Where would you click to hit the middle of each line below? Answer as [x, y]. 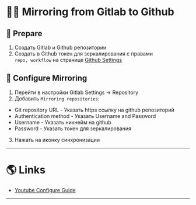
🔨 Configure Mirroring [47, 78]
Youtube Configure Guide [45, 190]
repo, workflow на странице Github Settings [68, 60]
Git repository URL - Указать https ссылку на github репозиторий [94, 110]
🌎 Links [26, 170]
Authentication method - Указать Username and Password [85, 116]
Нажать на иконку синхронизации [57, 140]
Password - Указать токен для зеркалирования [73, 128]
